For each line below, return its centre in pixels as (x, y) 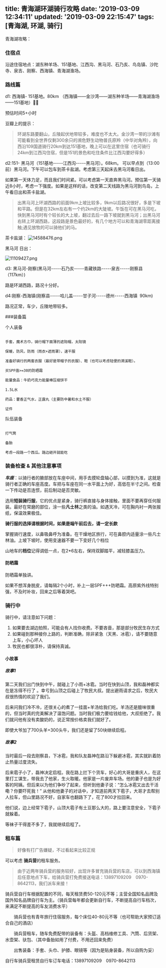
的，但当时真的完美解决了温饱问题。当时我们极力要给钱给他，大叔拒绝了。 (81, 713)
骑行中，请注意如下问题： (31, 617)
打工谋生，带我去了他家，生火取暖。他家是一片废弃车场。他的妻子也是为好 (85, 779)
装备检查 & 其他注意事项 (33, 466)
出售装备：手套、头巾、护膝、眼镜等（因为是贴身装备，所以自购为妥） (85, 950)
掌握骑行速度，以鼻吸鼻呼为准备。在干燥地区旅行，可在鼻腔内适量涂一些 (79, 534)
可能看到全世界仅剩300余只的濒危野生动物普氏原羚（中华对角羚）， (85, 140)
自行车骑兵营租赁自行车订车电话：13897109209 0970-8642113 (70, 961)
